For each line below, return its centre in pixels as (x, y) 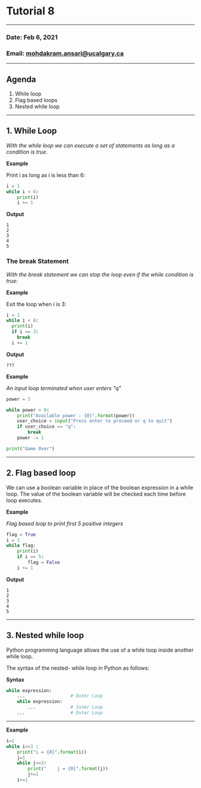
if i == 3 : (25, 332)
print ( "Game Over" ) (31, 448)
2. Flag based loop (41, 473)
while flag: (21, 546)
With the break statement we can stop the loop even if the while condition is (100, 274)
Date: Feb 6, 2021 (32, 37)
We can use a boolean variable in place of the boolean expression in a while (100, 487)
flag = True (21, 534)
